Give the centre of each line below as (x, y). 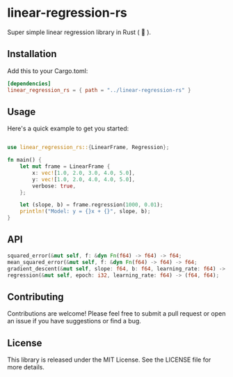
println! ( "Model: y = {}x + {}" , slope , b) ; (85, 211)
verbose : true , (54, 186)
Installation (32, 54)
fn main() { (24, 160)
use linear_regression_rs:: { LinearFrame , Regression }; (88, 148)
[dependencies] (29, 84)
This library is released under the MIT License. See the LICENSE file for (109, 360)
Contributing (35, 297)
